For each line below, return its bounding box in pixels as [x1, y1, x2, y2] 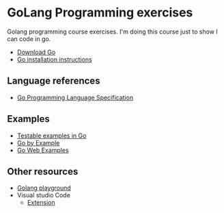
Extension [27, 199, 56, 207]
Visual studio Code [16, 191, 70, 199]
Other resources [7, 166, 79, 177]
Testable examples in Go [16, 131, 87, 140]
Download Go [16, 48, 56, 56]
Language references [7, 75, 100, 87]
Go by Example [16, 138, 60, 147]
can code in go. [7, 34, 51, 42]
